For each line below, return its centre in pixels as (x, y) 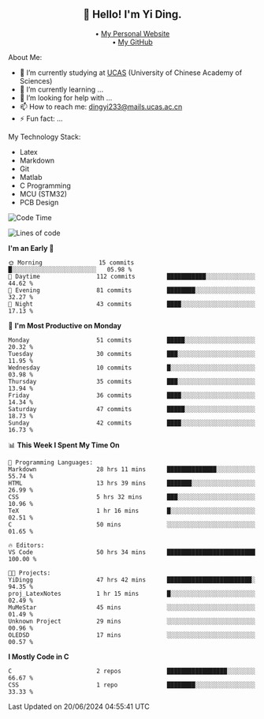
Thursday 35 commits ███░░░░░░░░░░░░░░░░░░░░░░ (132, 381)
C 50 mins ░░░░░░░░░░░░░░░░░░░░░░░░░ (132, 524)
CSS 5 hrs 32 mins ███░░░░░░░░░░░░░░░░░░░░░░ (132, 497)
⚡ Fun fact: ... (41, 118)
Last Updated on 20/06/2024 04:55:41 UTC (79, 706)
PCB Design (39, 202)
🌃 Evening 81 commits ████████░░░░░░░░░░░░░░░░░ (132, 290)
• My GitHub (132, 42)
